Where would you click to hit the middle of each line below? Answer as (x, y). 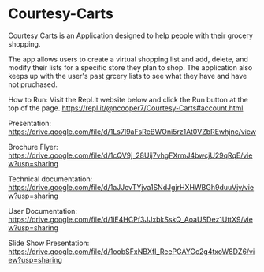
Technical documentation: (50, 179)
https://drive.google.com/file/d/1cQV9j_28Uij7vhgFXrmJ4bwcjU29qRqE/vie (130, 155)
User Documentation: (43, 211)
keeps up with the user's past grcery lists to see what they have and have (128, 76)
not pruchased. (33, 84)
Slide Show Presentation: (49, 243)
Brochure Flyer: (33, 147)
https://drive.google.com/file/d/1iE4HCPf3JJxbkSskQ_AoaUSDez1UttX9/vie (131, 219)
